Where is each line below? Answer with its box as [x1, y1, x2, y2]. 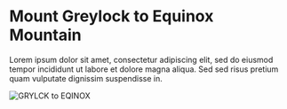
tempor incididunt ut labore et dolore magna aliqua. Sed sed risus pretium [9, 64, 279, 74]
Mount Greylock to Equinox [9, 6, 214, 27]
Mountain [9, 25, 82, 45]
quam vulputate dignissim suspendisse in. [9, 73, 163, 83]
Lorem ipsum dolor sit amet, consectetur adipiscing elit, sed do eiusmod [9, 54, 274, 65]
